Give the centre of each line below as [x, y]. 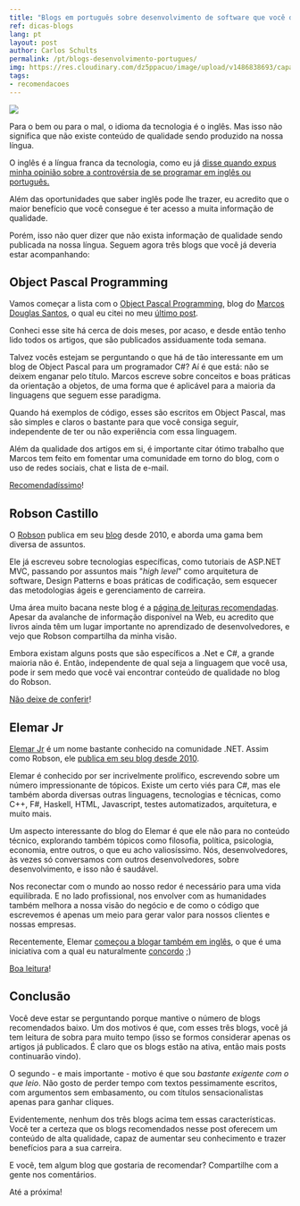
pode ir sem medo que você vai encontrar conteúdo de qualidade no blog [145, 672]
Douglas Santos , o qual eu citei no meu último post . [104, 313]
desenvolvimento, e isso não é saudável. [84, 869]
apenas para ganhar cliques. [62, 1101]
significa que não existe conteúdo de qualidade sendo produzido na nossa [146, 136]
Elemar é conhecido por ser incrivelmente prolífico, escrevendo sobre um [144, 776]
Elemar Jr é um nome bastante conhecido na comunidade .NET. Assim [139, 749]
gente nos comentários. [53, 1174]
